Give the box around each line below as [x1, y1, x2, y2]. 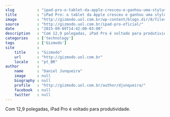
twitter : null [14, 92, 51, 97]
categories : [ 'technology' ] [5, 36, 73, 41]
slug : [5, 7, 39, 13]
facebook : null [14, 87, 51, 93]
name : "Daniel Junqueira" [14, 69, 82, 74]
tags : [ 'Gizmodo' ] [5, 41, 67, 46]
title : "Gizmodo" [14, 50, 62, 55]
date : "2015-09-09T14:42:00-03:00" [5, 26, 103, 31]
